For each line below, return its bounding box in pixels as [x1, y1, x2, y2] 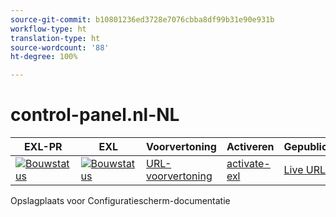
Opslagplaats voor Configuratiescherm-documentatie [10, 195, 231, 207]
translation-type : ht [10, 33, 101, 43]
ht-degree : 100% [10, 52, 78, 62]
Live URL [283, 163, 327, 177]
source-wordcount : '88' [10, 42, 110, 53]
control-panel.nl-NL [10, 104, 180, 126]
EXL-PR [23, 140, 63, 154]
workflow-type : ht [10, 24, 87, 34]
